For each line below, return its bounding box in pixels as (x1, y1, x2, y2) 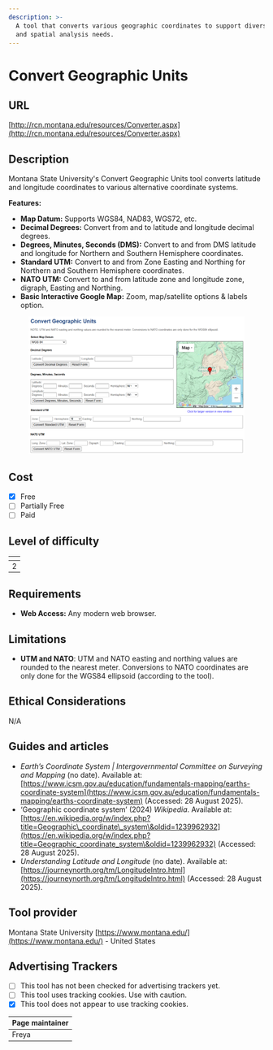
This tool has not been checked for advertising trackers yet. (19, 981, 221, 991)
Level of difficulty (8, 534, 100, 548)
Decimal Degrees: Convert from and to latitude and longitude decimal (19, 223, 254, 232)
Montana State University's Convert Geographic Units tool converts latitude (8, 174, 262, 184)
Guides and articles (8, 740, 110, 753)
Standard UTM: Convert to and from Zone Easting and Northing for (19, 257, 245, 267)
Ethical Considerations (8, 695, 126, 709)
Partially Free (19, 501, 65, 511)
